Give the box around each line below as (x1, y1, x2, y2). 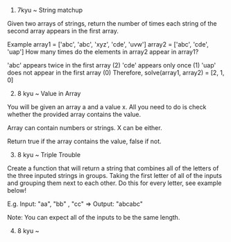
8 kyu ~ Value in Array (17, 90, 81, 97)
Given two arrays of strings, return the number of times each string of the (7, 19, 217, 27)
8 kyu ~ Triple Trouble (17, 151, 81, 159)
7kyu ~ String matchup (17, 6, 83, 14)
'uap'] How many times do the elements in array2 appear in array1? (7, 48, 199, 56)
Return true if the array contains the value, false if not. (7, 137, 162, 145)
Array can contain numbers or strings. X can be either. (7, 124, 162, 131)
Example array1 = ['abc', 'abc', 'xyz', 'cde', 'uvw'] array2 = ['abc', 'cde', (7, 40, 209, 48)
